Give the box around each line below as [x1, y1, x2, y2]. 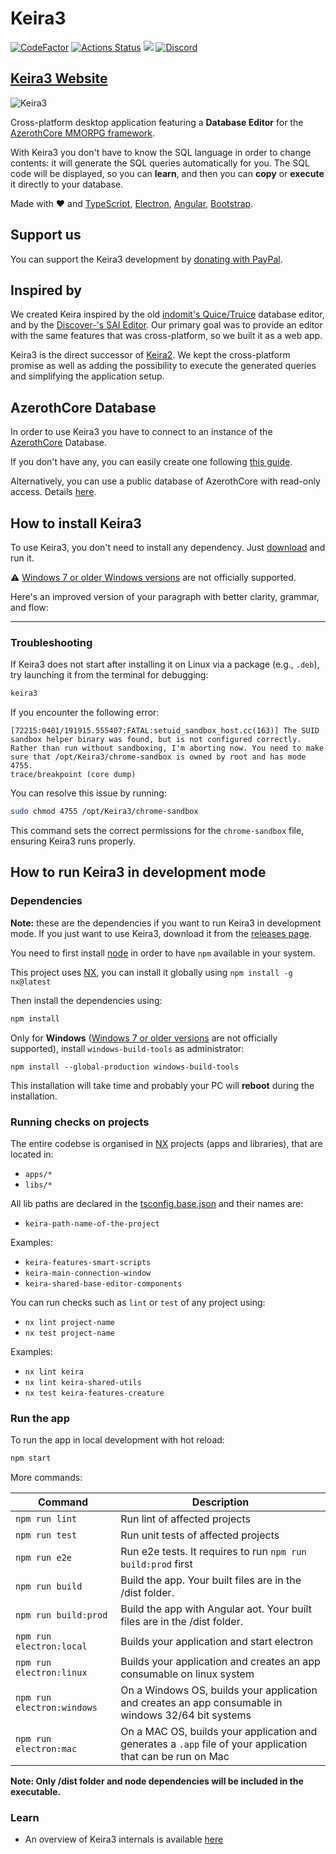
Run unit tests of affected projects [120, 1528, 280, 1542]
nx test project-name [24, 1328, 115, 1338]
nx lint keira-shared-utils [24, 1377, 142, 1387]
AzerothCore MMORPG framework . [10, 127, 156, 139]
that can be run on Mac [120, 1750, 230, 1764]
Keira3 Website [10, 70, 108, 87]
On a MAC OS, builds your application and [120, 1725, 318, 1739]
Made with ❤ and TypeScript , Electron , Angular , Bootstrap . [10, 197, 254, 209]
